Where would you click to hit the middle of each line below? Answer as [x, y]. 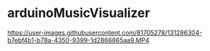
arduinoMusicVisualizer [79, 13]
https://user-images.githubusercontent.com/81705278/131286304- [105, 33]
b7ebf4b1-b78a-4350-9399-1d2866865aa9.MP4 [78, 40]
